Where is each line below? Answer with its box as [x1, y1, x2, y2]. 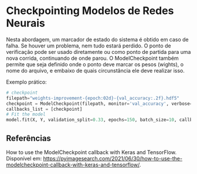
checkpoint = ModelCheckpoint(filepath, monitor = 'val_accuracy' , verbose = [6, 101, 193, 107]
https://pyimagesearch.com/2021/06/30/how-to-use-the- [43, 155, 183, 162]
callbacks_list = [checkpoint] [6, 106, 83, 112]
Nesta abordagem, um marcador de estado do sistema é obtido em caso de [6, 36, 189, 43]
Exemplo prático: [6, 78, 47, 86]
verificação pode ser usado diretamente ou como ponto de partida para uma [6, 48, 191, 55]
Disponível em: [6, 155, 42, 162]
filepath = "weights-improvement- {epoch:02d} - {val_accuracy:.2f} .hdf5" [6, 95, 180, 101]
